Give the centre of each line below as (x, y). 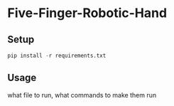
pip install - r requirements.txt (57, 55)
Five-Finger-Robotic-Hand (87, 13)
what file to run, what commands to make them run (82, 95)
